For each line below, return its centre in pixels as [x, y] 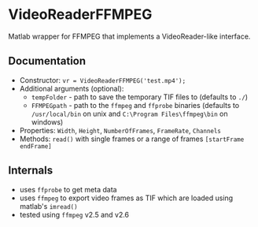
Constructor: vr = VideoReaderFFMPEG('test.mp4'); [103, 80]
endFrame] [36, 146]
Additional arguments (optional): [72, 88]
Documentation [47, 61]
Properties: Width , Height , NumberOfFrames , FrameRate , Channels [120, 130]
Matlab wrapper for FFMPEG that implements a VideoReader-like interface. [129, 36]
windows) [47, 122]
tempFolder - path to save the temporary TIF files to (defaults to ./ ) [140, 97]
